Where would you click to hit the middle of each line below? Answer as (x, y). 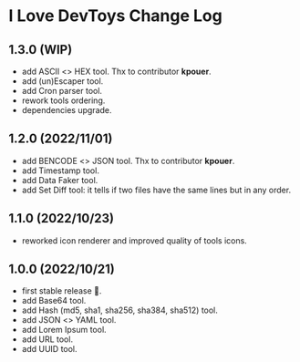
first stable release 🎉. (62, 291)
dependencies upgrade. (67, 110)
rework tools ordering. (63, 100)
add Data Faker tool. (60, 180)
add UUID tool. (50, 349)
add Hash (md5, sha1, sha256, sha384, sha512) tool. (119, 310)
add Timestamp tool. (60, 171)
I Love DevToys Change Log (115, 16)
